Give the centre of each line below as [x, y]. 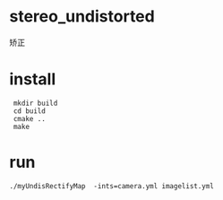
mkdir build [35, 103]
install [33, 79]
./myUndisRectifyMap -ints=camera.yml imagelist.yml [112, 186]
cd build [30, 111]
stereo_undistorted [82, 17]
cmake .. [30, 118]
